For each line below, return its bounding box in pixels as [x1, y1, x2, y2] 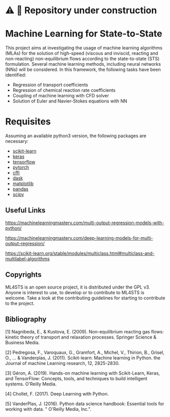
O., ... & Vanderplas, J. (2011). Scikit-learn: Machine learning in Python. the [5, 354, 161, 361]
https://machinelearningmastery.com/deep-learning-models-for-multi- [5, 234, 153, 241]
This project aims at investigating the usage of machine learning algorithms [5, 45, 163, 51]
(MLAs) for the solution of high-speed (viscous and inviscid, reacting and [5, 50, 158, 57]
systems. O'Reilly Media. [5, 381, 57, 387]
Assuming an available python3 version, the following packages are [5, 133, 147, 139]
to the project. [5, 300, 35, 306]
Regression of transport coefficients [12, 82, 88, 88]
